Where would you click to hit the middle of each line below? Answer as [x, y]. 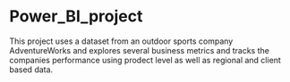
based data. [31, 70]
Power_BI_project [76, 16]
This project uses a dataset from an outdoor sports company [121, 41]
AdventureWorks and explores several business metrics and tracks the [140, 50]
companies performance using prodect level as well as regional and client [145, 60]
